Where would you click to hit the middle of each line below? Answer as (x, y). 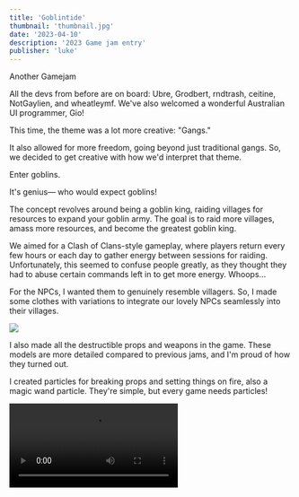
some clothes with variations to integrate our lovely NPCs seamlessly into (145, 301)
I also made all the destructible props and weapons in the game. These (141, 345)
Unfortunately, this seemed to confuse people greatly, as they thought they (148, 265)
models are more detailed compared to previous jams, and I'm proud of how (149, 354)
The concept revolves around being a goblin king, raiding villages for (136, 209)
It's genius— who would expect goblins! (83, 192)
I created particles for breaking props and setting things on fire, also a (138, 381)
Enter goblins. (35, 175)
